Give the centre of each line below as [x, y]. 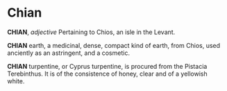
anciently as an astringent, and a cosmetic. [69, 53]
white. [16, 81]
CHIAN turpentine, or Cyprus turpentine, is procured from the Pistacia [107, 66]
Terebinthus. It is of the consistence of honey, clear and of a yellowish [107, 74]
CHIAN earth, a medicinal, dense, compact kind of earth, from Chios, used [114, 45]
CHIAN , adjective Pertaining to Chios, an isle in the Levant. [91, 32]
